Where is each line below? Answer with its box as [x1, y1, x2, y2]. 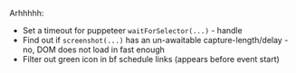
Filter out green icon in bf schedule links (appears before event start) [22, 54, 281, 64]
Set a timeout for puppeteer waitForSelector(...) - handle [22, 25, 243, 35]
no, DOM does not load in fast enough [22, 44, 166, 55]
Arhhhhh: [9, 8, 44, 18]
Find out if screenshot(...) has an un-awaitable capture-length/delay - [22, 35, 289, 45]
